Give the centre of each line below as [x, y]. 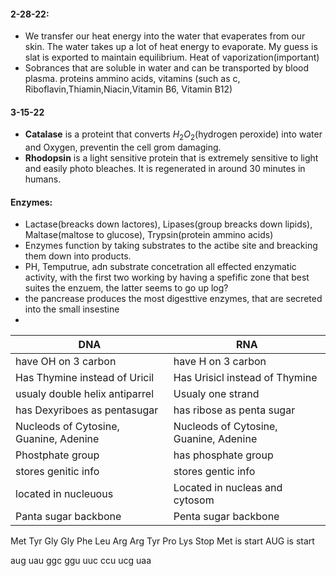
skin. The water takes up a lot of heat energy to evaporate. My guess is [171, 47]
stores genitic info [57, 472]
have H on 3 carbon [220, 362]
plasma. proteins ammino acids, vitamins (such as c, [132, 79]
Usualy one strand [216, 394]
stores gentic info [214, 472]
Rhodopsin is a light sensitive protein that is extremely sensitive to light [171, 158]
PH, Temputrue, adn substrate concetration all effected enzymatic [160, 267]
